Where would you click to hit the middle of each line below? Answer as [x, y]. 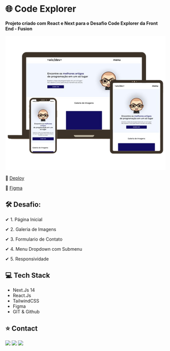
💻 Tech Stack [28, 275]
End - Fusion [19, 28]
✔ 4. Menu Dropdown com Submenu [44, 249]
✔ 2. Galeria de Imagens [31, 229]
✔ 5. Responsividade [27, 259]
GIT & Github [26, 312]
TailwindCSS [26, 301]
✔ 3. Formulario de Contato [34, 239]
